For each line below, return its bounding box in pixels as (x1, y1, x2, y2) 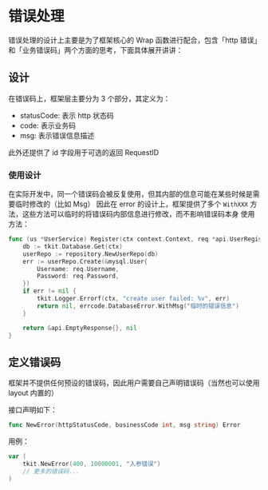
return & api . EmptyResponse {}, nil (22, 324, 137, 332)
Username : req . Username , (37, 265, 120, 273)
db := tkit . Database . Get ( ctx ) (22, 242, 124, 250)
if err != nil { (22, 287, 77, 296)
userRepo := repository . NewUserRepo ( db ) (22, 249, 159, 258)
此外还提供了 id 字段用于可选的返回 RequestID (8, 147, 160, 157)
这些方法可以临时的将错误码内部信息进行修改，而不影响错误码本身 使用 (22, 209, 255, 219)
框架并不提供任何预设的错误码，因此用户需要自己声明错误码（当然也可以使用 (8, 378, 260, 388)
